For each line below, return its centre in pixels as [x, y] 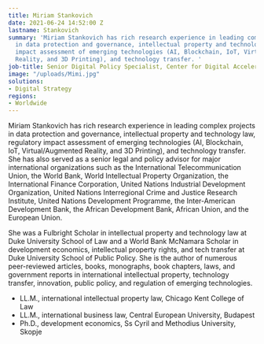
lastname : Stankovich [44, 30]
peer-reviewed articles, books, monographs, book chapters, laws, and [122, 266]
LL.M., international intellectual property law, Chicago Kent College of [132, 298]
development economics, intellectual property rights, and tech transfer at [126, 250]
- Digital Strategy [40, 89]
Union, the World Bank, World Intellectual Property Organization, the [119, 176]
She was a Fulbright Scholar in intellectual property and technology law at [128, 233]
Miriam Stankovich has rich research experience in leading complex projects [132, 126]
